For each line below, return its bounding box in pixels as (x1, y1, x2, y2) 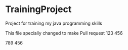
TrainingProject (5, 4, 72, 15)
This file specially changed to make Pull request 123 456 (5, 30, 123, 36)
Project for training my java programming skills (5, 20, 102, 26)
